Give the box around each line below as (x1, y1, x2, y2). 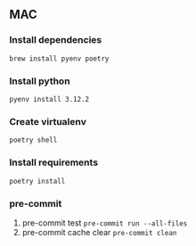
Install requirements (9, 156, 99, 168)
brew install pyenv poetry (9, 53, 110, 63)
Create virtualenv (9, 115, 87, 127)
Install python (9, 75, 70, 87)
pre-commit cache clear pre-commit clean (21, 226, 177, 237)
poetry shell (9, 135, 58, 145)
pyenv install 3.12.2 (9, 94, 90, 103)
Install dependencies (9, 34, 102, 46)
